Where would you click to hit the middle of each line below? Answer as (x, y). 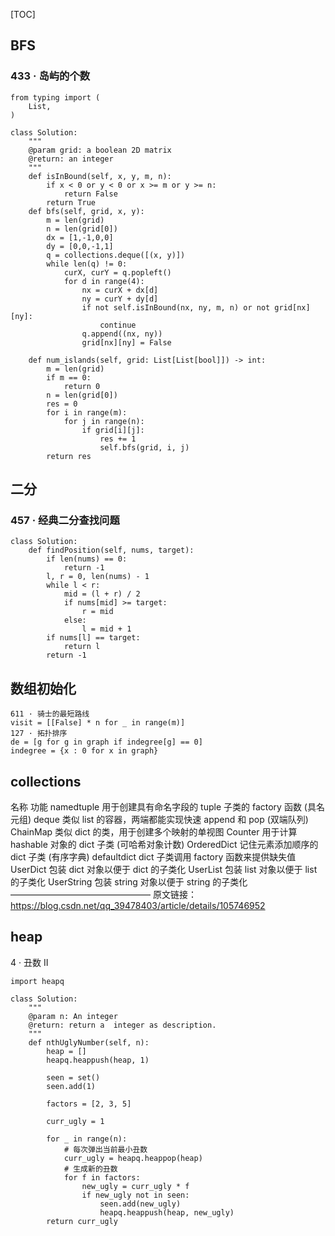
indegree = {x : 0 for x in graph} (84, 751)
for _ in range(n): (87, 1139)
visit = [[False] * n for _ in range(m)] (98, 723)
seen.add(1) (71, 1086)
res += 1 (118, 439)
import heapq (37, 981)
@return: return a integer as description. (122, 1025)
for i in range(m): (87, 412)
